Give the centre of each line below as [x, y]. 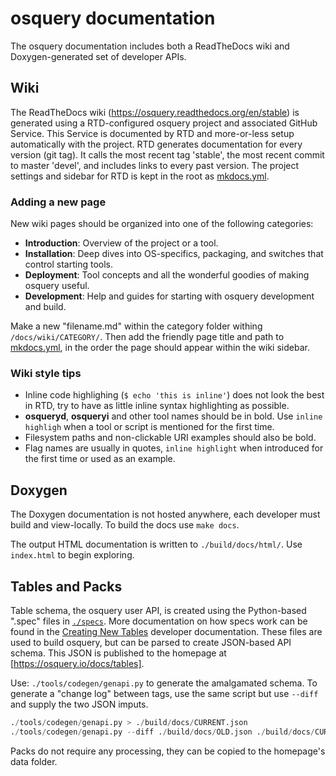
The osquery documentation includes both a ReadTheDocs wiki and [150, 46]
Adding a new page [58, 202]
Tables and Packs [66, 586]
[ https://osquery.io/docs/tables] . [77, 663]
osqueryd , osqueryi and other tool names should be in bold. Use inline [173, 416]
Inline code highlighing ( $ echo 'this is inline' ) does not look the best [174, 395]
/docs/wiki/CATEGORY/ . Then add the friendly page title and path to [147, 337]
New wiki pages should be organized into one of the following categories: [162, 224]
